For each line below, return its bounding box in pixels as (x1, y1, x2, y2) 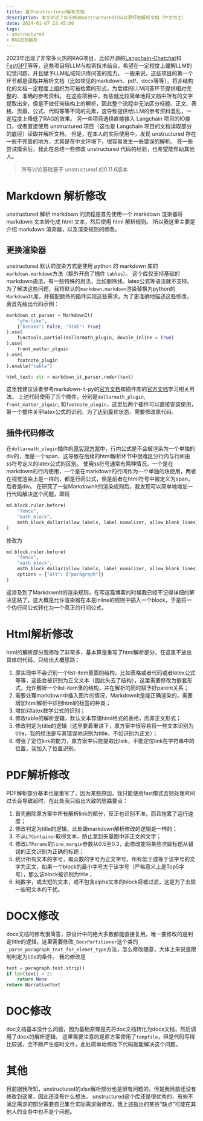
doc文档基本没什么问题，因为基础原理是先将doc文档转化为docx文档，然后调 (6, 1025, 196, 1033)
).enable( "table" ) (6, 363, 53, 369)
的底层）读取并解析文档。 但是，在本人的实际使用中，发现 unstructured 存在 (6, 130, 196, 137)
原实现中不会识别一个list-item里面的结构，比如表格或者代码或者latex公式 (14, 669, 196, 676)
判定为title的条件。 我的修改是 (11, 953, 86, 960)
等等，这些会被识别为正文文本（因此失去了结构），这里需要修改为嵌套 (14, 676, 187, 684)
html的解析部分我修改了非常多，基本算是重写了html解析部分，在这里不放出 (6, 648, 192, 656)
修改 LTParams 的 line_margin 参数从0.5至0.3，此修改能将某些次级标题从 (14, 840, 188, 847)
